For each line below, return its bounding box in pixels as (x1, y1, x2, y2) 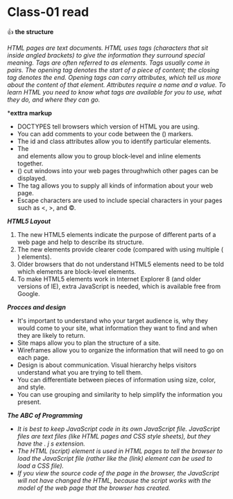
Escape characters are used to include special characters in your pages (17, 196, 223, 204)
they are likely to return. (17, 331, 85, 339)
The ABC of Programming (7, 411, 83, 419)
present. (17, 398, 42, 406)
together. (17, 159, 44, 167)
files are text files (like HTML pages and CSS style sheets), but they (17, 432, 211, 440)
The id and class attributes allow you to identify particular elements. (17, 137, 212, 145)
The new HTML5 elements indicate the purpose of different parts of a (17, 230, 216, 238)
